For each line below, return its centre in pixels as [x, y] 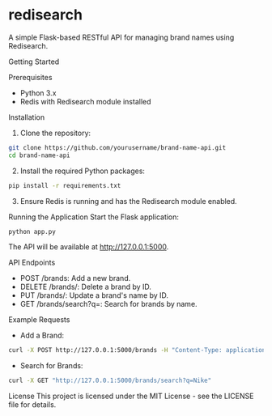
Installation [27, 117]
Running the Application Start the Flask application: [94, 217]
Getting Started [34, 62]
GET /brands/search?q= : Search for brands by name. [108, 304]
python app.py [32, 231]
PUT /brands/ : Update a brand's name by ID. [94, 295]
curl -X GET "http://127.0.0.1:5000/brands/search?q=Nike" [110, 381]
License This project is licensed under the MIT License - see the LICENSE [131, 396]
